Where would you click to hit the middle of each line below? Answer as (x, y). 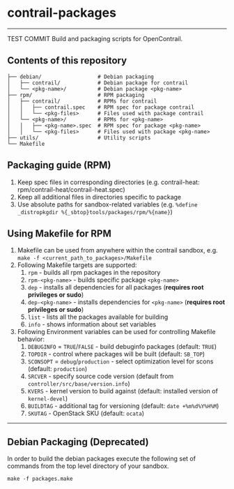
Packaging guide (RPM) (59, 165)
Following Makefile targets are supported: (77, 265)
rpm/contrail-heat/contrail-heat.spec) (71, 189)
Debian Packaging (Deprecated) (78, 442)
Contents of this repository (67, 61)
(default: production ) (57, 369)
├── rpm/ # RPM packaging (76, 95)
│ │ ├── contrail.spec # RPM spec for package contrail (101, 107)
